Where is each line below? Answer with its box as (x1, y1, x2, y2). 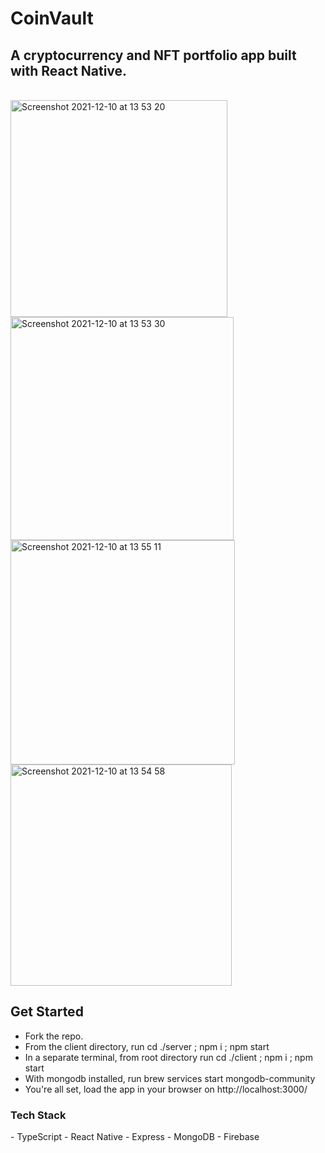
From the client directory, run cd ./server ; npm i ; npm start (24, 1040, 270, 1052)
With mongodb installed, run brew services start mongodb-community (24, 1072, 316, 1084)
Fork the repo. (24, 1030, 84, 1042)
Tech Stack (10, 1108, 67, 1122)
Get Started (10, 1003, 84, 1021)
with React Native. (10, 62, 128, 79)
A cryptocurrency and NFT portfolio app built (10, 47, 297, 64)
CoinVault (10, 7, 94, 30)
